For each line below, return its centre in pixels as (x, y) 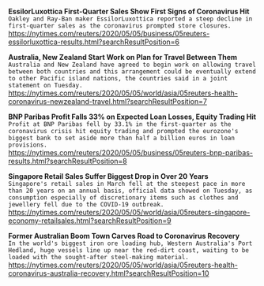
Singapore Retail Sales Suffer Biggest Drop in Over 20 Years (108, 176)
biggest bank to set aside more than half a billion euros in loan (122, 138)
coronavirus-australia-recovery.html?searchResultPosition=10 (109, 273)
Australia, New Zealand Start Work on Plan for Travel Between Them (123, 57)
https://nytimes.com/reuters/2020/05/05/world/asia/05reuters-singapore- (129, 212)
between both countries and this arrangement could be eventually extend (132, 72)
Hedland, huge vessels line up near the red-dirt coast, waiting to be (128, 251)
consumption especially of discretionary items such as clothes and (123, 198)
